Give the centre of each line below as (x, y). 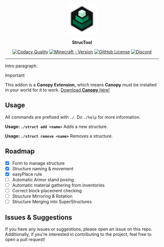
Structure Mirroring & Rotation (42, 196)
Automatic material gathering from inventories (58, 185)
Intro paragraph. (21, 66)
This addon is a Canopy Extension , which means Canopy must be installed (81, 85)
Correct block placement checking (47, 190)
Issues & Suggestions (39, 217)
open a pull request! (25, 239)
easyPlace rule (27, 174)
